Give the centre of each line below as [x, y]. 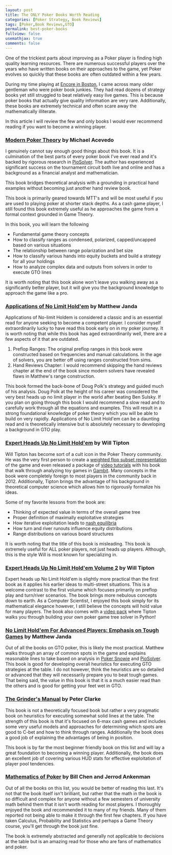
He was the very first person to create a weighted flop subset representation [86, 459]
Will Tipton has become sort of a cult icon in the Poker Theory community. [84, 454]
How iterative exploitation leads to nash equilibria [64, 523]
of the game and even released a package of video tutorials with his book [83, 465]
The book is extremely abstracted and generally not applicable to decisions [85, 836]
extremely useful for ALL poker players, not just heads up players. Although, [85, 549]
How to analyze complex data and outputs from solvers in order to [82, 267]
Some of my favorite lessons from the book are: [56, 502]
